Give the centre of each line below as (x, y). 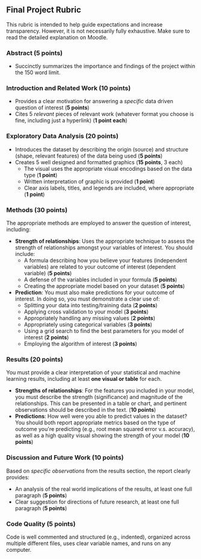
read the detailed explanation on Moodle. (57, 37)
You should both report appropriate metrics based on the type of (95, 423)
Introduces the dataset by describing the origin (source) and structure (101, 149)
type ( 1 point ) (41, 175)
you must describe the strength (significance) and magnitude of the (99, 397)
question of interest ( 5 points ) (52, 107)
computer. (19, 549)
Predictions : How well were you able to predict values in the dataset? (101, 417)
